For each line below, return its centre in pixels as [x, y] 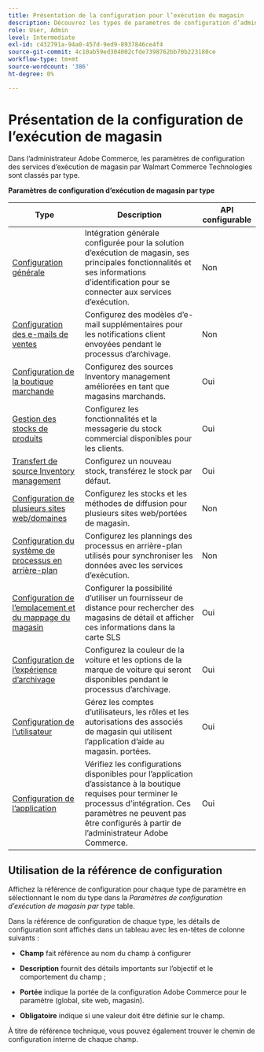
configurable [227, 220]
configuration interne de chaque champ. [73, 1039]
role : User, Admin [38, 30]
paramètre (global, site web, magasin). [82, 1001]
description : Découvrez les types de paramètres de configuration [119, 23]
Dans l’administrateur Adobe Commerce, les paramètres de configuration [126, 158]
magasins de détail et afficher [139, 617]
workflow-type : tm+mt [44, 60]
